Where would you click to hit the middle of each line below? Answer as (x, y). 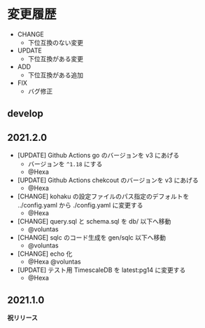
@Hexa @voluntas (55, 262)
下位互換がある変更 (56, 59)
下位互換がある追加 (56, 75)
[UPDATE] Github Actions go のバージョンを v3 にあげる (98, 156)
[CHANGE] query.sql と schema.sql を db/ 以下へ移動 (94, 221)
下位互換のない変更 (56, 42)
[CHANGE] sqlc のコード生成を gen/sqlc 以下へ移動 (92, 238)
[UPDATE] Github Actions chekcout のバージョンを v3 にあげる (108, 180)
